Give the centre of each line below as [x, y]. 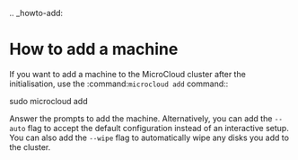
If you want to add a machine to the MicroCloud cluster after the [128, 74]
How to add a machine [94, 49]
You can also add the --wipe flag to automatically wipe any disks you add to [149, 138]
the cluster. [30, 147]
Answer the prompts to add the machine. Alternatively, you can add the [141, 118]
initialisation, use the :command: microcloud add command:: [119, 84]
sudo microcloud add [48, 101]
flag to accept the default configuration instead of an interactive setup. [158, 128]
